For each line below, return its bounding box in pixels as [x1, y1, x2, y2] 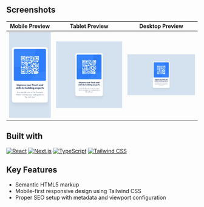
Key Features [6, 165, 58, 175]
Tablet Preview [69, 22, 109, 30]
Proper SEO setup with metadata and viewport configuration [15, 194, 166, 201]
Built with [6, 131, 43, 142]
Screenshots [6, 5, 56, 15]
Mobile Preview [10, 22, 50, 30]
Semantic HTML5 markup [15, 181, 80, 188]
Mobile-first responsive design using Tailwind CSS [15, 187, 141, 194]
